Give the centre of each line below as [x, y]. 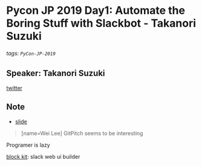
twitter [15, 88]
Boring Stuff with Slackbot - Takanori [101, 23]
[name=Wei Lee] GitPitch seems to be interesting [82, 133]
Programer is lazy [28, 145]
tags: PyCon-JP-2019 [31, 53]
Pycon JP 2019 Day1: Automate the [96, 11]
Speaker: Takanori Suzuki [56, 73]
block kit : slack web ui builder [43, 156]
